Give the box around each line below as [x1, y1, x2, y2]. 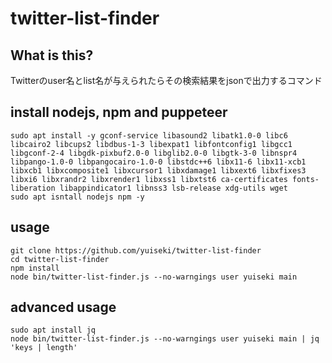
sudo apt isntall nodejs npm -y [10, 192, 145, 202]
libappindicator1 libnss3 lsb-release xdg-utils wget [59, 183, 288, 193]
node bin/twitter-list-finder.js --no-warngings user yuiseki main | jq [10, 334, 320, 344]
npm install [10, 263, 60, 273]
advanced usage [10, 299, 117, 316]
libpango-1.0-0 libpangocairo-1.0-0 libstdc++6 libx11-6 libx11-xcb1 [10, 157, 307, 167]
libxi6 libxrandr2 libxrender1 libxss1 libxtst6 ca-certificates [10, 174, 288, 184]
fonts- [292, 174, 320, 184]
